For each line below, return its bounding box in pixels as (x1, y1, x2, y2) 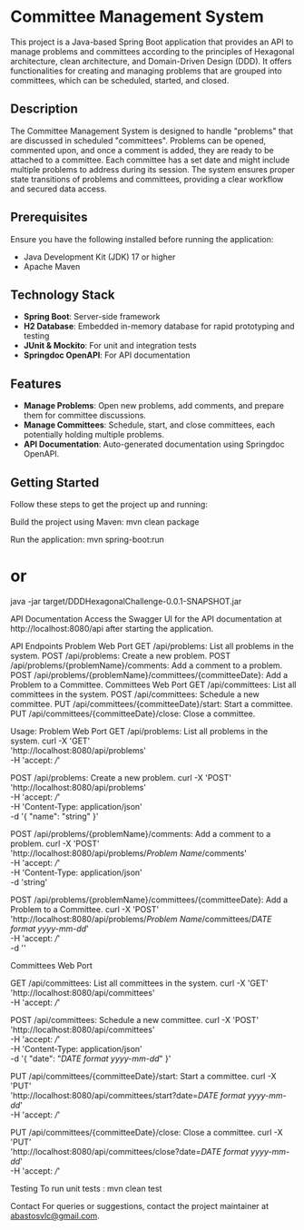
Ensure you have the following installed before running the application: (10, 233, 274, 244)
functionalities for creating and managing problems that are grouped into (10, 65, 282, 76)
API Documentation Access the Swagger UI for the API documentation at (10, 613, 282, 624)
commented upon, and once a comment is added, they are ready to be (10, 144, 275, 155)
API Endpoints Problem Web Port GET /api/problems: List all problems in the (10, 640, 294, 651)
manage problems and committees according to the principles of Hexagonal (10, 45, 295, 56)
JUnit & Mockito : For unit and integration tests (23, 340, 198, 351)
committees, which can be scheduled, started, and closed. (10, 74, 230, 85)
